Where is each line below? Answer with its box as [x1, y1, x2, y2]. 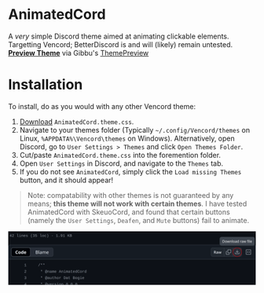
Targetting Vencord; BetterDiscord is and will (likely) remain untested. [8, 39, 233, 49]
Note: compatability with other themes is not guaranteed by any [27, 190, 234, 200]
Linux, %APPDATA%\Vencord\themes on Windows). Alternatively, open [19, 134, 236, 143]
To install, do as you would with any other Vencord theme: [8, 101, 196, 111]
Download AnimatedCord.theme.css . [19, 116, 134, 126]
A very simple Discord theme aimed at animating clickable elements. [8, 31, 229, 41]
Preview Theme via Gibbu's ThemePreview [8, 48, 149, 57]
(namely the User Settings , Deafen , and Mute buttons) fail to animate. [27, 215, 250, 225]
